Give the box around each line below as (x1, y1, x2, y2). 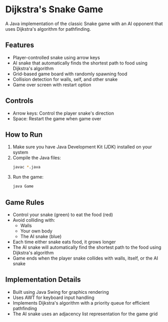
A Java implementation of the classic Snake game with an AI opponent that (5, 20, 163, 27)
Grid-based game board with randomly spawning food (12, 71, 128, 77)
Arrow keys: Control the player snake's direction (12, 110, 114, 116)
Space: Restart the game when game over (12, 115, 102, 121)
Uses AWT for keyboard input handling (12, 294, 94, 300)
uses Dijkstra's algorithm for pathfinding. (5, 26, 91, 32)
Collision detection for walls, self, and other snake (12, 76, 118, 82)
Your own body (20, 228, 53, 234)
